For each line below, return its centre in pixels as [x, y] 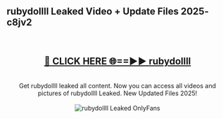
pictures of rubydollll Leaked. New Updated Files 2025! [117, 93]
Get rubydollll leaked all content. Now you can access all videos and [117, 85]
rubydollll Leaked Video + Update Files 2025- [108, 12]
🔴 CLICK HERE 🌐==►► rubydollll [117, 61]
